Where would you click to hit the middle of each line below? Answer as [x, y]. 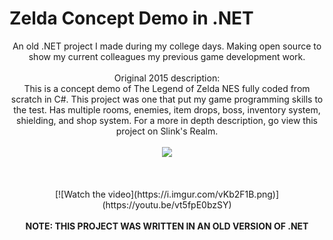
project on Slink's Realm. [167, 131]
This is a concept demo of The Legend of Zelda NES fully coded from [167, 88]
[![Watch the [80, 194]
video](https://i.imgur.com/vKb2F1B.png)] [193, 194]
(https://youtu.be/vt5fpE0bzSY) [167, 204]
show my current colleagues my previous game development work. [167, 56]
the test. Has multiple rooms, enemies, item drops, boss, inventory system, [167, 109]
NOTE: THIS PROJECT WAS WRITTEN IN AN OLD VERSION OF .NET [167, 226]
